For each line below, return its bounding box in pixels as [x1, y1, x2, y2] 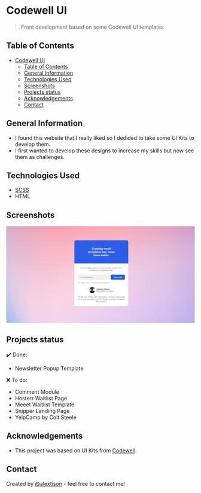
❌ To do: [6, 376, 28, 383]
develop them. [14, 140, 51, 148]
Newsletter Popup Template [14, 365, 84, 372]
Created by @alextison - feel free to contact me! [6, 480, 126, 487]
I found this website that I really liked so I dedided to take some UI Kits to [14, 134, 194, 141]
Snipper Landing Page [14, 407, 70, 414]
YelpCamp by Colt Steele [14, 414, 77, 421]
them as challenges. [14, 153, 65, 160]
